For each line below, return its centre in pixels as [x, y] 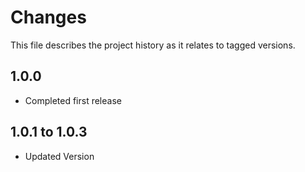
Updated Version [59, 156]
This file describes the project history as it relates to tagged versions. [153, 45]
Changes [48, 17]
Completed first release [73, 100]
